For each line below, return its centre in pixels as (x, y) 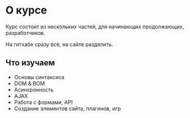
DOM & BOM (29, 83)
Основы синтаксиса (39, 77)
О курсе (26, 10)
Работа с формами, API (43, 102)
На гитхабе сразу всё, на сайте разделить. (59, 44)
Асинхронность (34, 90)
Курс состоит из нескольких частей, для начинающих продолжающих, (95, 27)
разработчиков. (25, 32)
